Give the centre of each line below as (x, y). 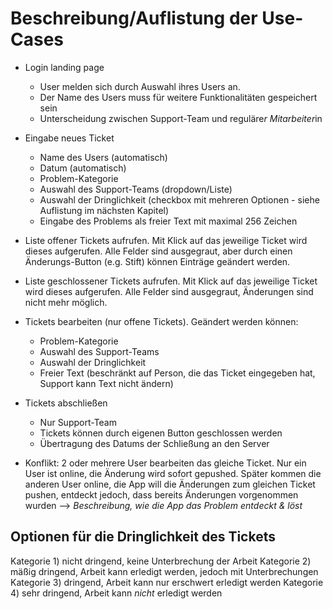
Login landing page (64, 67)
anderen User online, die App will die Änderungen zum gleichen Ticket (170, 484)
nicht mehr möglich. (66, 302)
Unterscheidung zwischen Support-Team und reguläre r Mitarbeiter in (181, 118)
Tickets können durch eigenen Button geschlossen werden (161, 433)
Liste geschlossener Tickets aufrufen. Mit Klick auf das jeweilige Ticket (171, 281)
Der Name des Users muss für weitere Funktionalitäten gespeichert (178, 97)
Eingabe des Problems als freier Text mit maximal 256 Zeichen (168, 221)
